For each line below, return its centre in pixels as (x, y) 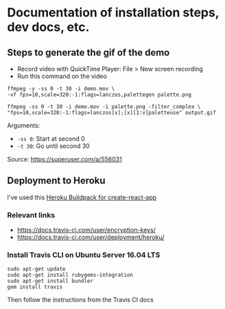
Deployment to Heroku (56, 181)
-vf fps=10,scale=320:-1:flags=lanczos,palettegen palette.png (99, 95)
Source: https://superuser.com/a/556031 (64, 159)
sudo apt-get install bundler (50, 281)
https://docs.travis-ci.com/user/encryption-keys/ (86, 230)
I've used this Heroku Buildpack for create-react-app (82, 197)
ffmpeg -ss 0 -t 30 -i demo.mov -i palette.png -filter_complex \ (104, 107)
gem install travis (35, 287)
